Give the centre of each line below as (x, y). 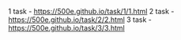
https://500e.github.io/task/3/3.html (66, 28)
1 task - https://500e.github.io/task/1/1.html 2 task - (91, 11)
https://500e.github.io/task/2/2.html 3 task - (80, 20)
